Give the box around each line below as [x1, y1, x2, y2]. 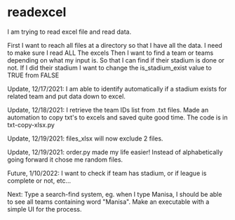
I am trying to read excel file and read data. [7, 27, 132, 36]
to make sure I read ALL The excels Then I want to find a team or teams [7, 48, 214, 57]
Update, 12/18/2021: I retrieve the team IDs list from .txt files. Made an [7, 105, 209, 114]
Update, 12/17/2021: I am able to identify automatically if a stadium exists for [7, 84, 227, 93]
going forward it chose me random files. [7, 155, 123, 164]
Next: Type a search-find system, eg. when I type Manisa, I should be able [7, 190, 222, 198]
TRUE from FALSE [7, 71, 60, 79]
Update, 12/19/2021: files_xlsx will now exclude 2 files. [7, 134, 163, 143]
